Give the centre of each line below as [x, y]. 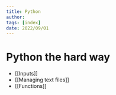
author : [16, 17]
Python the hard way [58, 57]
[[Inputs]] [26, 74]
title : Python [24, 12]
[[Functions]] [30, 86]
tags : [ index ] [24, 22]
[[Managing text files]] [42, 80]
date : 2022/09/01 [28, 28]
